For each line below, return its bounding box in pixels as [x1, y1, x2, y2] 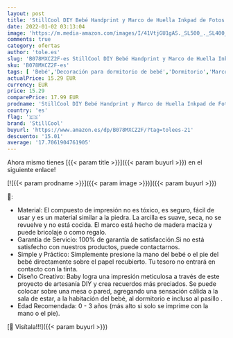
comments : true [7, 36, 51, 43]
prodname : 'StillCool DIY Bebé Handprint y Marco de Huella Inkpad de [7, 101, 216, 108]
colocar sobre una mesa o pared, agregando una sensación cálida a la [17, 287, 218, 296]
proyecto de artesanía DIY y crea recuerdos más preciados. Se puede [17, 280, 217, 288]
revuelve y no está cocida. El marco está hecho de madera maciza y [17, 221, 213, 229]
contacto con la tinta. [17, 265, 78, 273]
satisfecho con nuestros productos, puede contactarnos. [17, 243, 180, 251]
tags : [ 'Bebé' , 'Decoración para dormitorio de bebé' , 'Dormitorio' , [7, 68, 209, 75]
